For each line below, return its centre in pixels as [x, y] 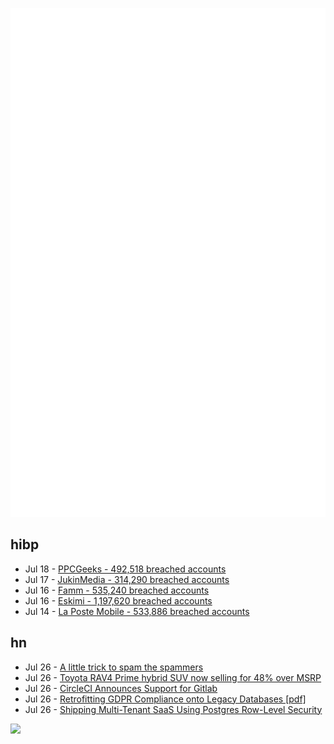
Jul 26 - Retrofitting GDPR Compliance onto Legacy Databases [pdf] [165, 699]
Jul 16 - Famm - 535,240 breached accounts [117, 590]
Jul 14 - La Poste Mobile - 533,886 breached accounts [137, 611]
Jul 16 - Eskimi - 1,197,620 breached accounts [118, 600]
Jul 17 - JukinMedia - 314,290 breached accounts [127, 579]
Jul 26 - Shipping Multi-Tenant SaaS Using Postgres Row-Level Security [173, 709]
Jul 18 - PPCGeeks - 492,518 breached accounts [125, 569]
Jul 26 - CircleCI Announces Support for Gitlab [121, 688]
